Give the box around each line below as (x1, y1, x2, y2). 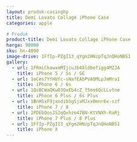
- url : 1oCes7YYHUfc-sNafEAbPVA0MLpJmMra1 (11, 76, 120, 82)
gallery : (6, 59, 28, 65)
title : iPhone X (17, 126, 59, 133)
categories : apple (6, 20, 53, 26)
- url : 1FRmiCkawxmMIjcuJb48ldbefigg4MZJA (11, 65, 120, 71)
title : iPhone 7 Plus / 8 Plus (17, 115, 96, 121)
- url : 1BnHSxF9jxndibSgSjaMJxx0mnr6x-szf (11, 98, 120, 105)
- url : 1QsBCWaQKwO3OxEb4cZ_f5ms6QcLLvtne (11, 87, 120, 94)
